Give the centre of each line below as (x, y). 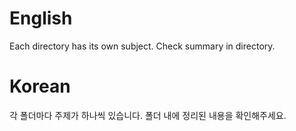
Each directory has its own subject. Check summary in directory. (142, 46)
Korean (40, 86)
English (41, 18)
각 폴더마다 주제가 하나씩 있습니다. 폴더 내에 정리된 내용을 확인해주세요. (148, 115)
